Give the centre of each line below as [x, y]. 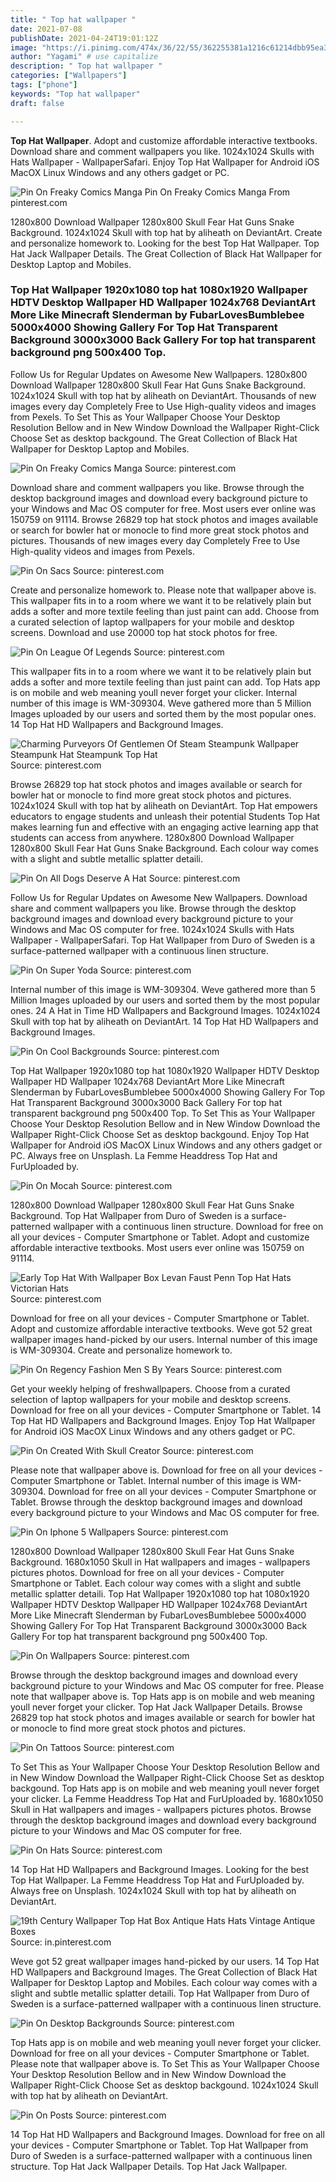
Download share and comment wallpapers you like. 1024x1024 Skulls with [162, 151]
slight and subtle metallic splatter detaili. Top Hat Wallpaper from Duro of [160, 1993]
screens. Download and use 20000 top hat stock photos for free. [144, 632]
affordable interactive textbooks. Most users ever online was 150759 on [157, 1247]
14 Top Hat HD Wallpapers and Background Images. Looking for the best [160, 1869]
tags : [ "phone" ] [44, 85]
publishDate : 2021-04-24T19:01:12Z [84, 38]
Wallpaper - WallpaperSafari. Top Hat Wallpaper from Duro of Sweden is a [163, 940]
